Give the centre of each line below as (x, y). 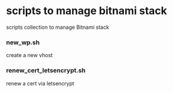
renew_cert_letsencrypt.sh (46, 71)
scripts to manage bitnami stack (86, 11)
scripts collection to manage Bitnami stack (58, 27)
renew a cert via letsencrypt (40, 83)
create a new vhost (30, 55)
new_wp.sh (23, 42)
